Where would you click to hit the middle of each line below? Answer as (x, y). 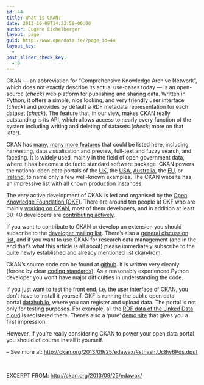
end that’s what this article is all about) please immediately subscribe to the (100, 246)
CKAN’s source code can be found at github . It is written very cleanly (93, 264)
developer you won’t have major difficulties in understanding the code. (95, 277)
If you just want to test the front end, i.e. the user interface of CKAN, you (97, 289)
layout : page (23, 35)
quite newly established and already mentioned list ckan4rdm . (84, 252)
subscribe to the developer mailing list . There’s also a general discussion (97, 233)
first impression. (27, 321)
